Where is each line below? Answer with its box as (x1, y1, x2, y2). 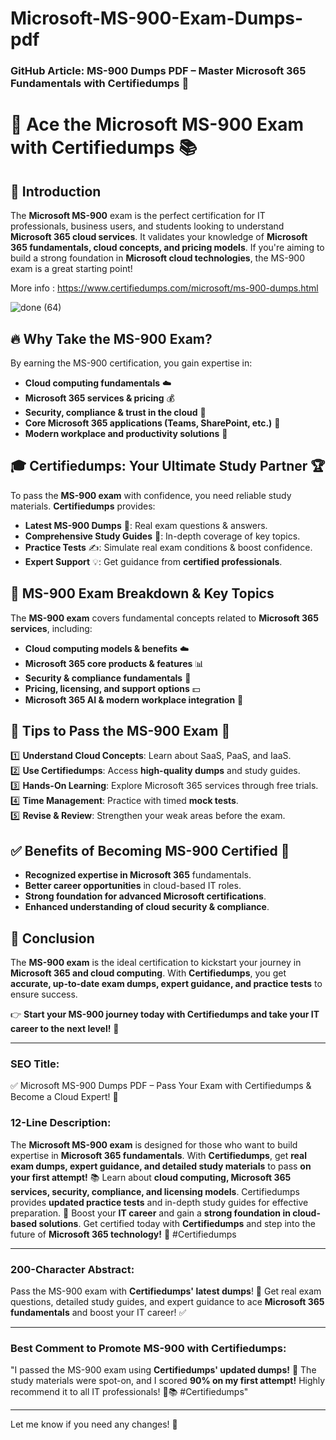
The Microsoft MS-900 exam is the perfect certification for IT (10, 210, 266, 222)
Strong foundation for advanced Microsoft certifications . (24, 890, 267, 902)
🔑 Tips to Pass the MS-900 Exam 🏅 (10, 722, 231, 739)
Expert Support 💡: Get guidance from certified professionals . (24, 555, 283, 567)
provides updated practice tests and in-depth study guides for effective (10, 1196, 309, 1208)
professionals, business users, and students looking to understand (10, 220, 285, 232)
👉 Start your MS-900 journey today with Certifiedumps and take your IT (10, 1008, 320, 1020)
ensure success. (10, 988, 78, 1000)
